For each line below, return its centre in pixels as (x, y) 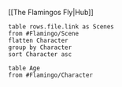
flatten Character (38, 40)
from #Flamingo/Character (50, 75)
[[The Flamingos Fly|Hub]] (51, 12)
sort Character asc (40, 55)
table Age (24, 68)
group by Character (40, 47)
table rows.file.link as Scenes (61, 27)
